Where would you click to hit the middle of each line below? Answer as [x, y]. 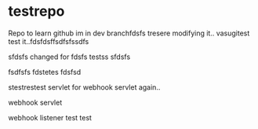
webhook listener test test [50, 117]
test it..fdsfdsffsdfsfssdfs [49, 41]
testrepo [36, 11]
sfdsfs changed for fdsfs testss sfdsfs [69, 57]
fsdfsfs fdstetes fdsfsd [45, 72]
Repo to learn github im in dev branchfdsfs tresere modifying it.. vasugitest [129, 33]
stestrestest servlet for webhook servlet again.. [84, 87]
